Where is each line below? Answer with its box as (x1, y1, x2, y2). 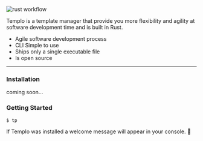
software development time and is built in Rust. (6, 24, 123, 31)
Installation (6, 75, 40, 83)
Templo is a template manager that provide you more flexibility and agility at (6, 17, 195, 24)
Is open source (14, 55, 53, 61)
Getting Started (6, 104, 53, 112)
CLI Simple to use (14, 42, 59, 49)
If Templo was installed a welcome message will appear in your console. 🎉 (6, 128, 192, 135)
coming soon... (6, 89, 43, 96)
